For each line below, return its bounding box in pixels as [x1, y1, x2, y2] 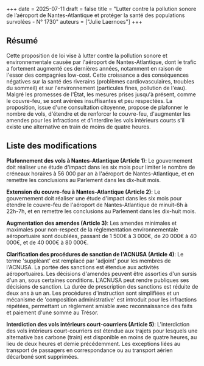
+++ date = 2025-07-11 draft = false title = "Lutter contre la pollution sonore [6, 5, 197, 12]
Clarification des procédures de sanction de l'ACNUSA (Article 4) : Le [6, 250, 184, 258]
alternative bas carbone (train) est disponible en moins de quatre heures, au [6, 333, 197, 340]
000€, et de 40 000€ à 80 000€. [6, 239, 89, 246]
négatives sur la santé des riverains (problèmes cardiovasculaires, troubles [6, 77, 195, 85]
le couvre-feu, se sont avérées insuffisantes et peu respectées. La [6, 97, 172, 104]
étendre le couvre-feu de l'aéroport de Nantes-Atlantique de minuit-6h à [6, 201, 188, 208]
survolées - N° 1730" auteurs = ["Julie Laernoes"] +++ [6, 18, 143, 25]
